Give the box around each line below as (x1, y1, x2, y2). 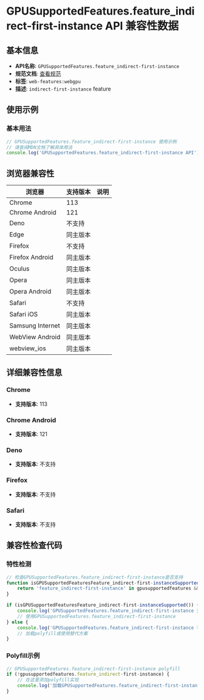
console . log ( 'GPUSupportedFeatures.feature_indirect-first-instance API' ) (6, 150, 200, 156)
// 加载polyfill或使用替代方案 (17, 630, 88, 636)
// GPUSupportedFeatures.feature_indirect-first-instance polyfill (6, 665, 181, 672)
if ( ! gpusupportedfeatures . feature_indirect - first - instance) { (6, 671, 170, 678)
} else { (6, 619, 29, 625)
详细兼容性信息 (6, 367, 63, 377)
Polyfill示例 (6, 651, 40, 660)
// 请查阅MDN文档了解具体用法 (6, 144, 73, 150)
